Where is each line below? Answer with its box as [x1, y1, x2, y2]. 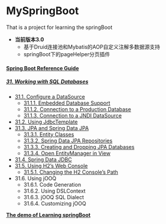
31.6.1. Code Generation [23, 181, 82, 188]
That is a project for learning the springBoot [6, 24, 113, 31]
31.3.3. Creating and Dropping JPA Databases [23, 143, 135, 150]
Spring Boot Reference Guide [6, 64, 79, 72]
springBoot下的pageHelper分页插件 [23, 50, 110, 57]
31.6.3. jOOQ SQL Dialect [23, 193, 84, 200]
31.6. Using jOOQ [14, 174, 57, 181]
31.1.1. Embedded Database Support [23, 99, 110, 106]
